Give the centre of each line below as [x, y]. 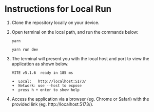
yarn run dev [25, 49]
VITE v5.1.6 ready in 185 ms [42, 73]
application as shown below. [40, 64]
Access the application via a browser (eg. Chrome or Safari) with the [80, 99]
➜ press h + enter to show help [46, 90]
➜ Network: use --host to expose [47, 86]
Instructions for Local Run [58, 9]
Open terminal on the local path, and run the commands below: [75, 32]
